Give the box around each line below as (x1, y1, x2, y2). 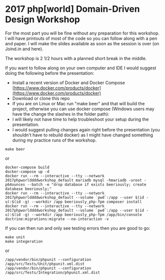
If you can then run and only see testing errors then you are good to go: (5, 225, 151, 231)
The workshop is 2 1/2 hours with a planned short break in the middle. (5, 55, 147, 61)
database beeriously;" (5, 186, 52, 191)
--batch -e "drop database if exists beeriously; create (27, 182, 147, 187)
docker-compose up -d (5, 169, 50, 174)
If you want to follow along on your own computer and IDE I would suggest (5, 65, 157, 71)
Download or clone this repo (12, 95, 70, 101)
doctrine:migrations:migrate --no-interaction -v (5, 217, 109, 221)
